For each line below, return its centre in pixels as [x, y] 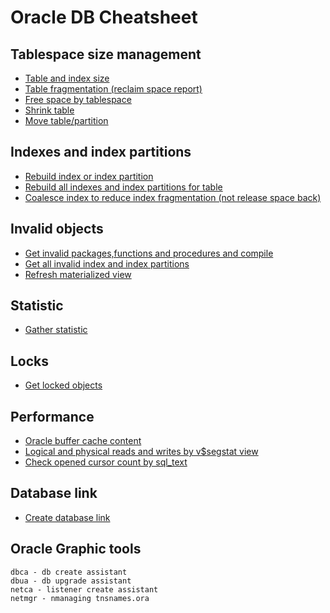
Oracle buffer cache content [83, 441]
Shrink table [49, 110]
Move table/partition [66, 120]
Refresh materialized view [78, 274]
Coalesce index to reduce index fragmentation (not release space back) [173, 197]
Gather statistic [56, 330]
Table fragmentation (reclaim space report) [113, 89]
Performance [52, 416]
